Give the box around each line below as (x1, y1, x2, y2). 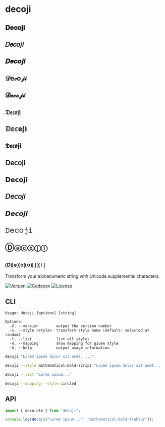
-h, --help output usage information (9, 345, 110, 350)
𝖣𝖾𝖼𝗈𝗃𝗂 (5, 158, 26, 167)
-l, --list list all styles (9, 337, 90, 342)
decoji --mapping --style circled (5, 381, 77, 386)
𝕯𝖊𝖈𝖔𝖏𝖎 (5, 142, 21, 150)
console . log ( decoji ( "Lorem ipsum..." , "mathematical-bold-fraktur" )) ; (5, 417, 154, 422)
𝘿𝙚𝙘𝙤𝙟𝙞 (5, 209, 28, 217)
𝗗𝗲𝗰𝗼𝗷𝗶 (5, 176, 28, 184)
